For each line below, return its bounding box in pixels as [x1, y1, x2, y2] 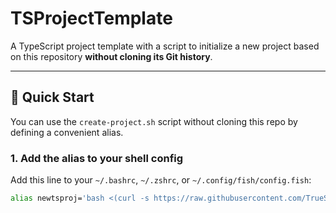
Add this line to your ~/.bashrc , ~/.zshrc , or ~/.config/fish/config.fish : [10, 174, 312, 186]
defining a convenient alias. [10, 126, 124, 138]
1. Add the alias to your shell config [10, 151, 184, 165]
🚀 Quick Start [10, 89, 95, 106]
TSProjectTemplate [10, 7, 173, 30]
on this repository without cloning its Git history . [10, 50, 213, 62]
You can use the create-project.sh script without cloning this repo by [10, 115, 298, 127]
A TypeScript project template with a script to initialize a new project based [10, 40, 320, 52]
